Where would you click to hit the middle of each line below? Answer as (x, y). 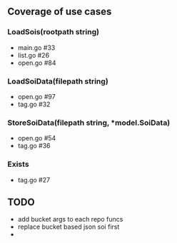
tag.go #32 (34, 104)
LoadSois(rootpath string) (54, 32)
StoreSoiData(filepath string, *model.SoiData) (89, 123)
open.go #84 (37, 63)
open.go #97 (36, 96)
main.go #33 (36, 47)
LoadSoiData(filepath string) (58, 81)
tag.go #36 (34, 146)
